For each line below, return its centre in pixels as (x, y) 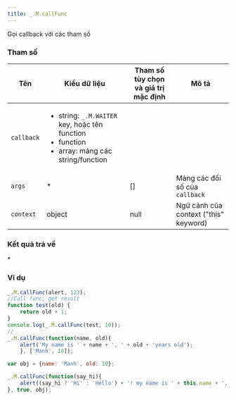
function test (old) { (39, 306)
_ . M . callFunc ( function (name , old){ (59, 338)
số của (187, 187)
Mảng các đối (198, 178)
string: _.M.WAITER (88, 115)
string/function (83, 159)
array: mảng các (85, 151)
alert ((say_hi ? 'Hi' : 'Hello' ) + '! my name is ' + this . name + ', (124, 383)
